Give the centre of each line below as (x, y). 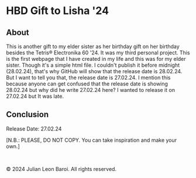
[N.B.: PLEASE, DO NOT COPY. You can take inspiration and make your (92, 140)
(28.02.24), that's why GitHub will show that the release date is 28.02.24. (94, 71)
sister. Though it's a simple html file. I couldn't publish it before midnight (93, 65)
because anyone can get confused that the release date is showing (87, 84)
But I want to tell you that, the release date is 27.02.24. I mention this (88, 78)
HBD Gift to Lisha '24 (58, 11)
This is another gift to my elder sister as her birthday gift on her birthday (93, 46)
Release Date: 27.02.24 (34, 129)
